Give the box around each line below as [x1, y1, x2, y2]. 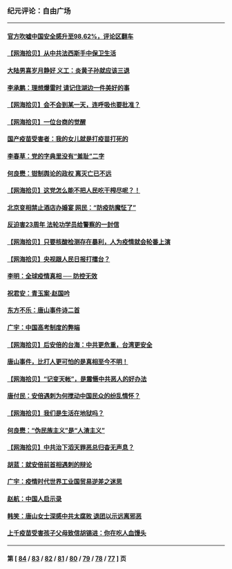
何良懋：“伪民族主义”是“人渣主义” [7, 426, 106, 434]
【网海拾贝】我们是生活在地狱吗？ [7, 408, 104, 417]
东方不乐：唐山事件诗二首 [7, 306, 80, 314]
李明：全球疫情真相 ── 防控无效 [7, 272, 98, 280]
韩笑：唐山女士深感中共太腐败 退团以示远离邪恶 [7, 512, 142, 520]
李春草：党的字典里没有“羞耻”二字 [7, 152, 105, 161]
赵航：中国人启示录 [7, 494, 62, 503]
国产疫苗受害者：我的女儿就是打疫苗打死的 [7, 135, 128, 143]
